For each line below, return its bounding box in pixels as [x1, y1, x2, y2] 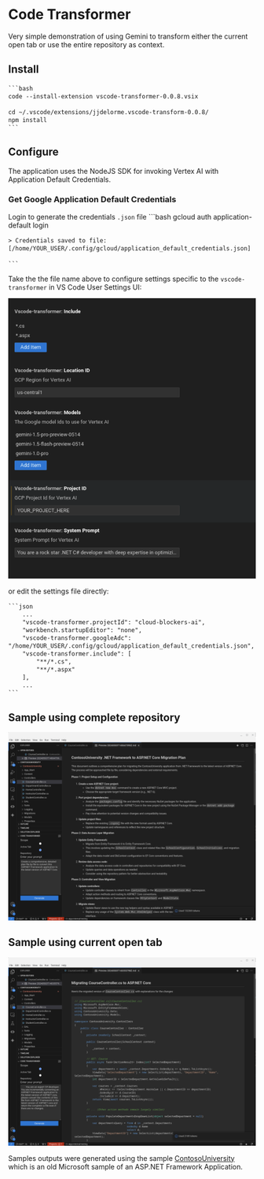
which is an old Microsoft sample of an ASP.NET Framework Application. [8, 1162, 244, 1171]
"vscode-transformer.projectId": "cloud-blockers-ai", [22, 619, 206, 626]
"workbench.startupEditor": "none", [22, 626, 143, 634]
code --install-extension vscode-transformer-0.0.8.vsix [8, 92, 199, 100]
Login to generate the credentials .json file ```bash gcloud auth [8, 212, 212, 221]
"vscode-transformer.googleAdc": [22, 634, 132, 642]
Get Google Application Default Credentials [8, 194, 177, 205]
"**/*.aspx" [36, 666, 76, 674]
